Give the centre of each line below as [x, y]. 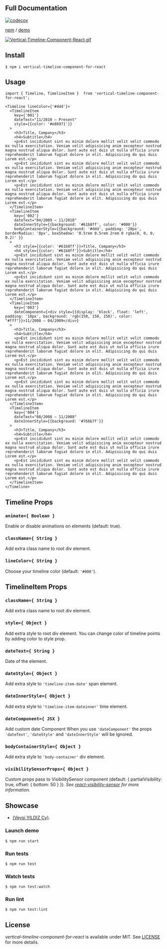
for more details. [22, 942]
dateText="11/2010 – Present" [46, 120]
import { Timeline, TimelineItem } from [49, 94]
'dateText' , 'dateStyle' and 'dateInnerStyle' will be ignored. [69, 734]
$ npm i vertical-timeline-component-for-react [56, 67]
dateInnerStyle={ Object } [38, 696]
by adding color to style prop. [35, 638]
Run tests [17, 854]
